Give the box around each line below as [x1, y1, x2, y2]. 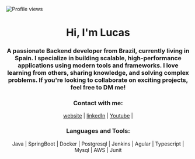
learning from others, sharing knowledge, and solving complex [7, 69, 189, 77]
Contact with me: [73, 99, 123, 108]
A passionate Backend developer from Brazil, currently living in [6, 47, 190, 55]
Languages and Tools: [66, 127, 130, 135]
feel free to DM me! [70, 84, 126, 92]
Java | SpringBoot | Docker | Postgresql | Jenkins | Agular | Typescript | [12, 140, 184, 147]
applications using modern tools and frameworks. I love [17, 61, 179, 70]
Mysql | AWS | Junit [74, 146, 122, 153]
